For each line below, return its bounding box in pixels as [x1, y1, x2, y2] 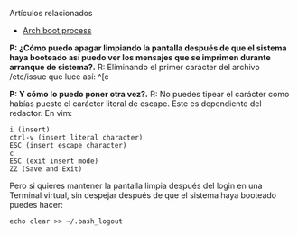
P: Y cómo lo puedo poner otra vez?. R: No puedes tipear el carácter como [9, 89, 290, 99]
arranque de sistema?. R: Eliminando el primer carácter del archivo [9, 62, 260, 72]
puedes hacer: [9, 200, 63, 210]
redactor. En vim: [9, 108, 73, 118]
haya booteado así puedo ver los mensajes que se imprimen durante [9, 52, 271, 62]
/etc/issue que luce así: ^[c [9, 71, 110, 82]
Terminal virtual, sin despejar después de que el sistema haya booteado [9, 190, 277, 201]
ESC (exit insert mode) [9, 157, 99, 166]
